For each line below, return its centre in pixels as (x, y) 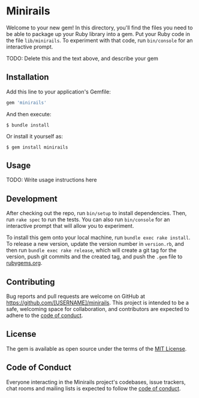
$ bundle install (28, 125)
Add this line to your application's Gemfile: (58, 92)
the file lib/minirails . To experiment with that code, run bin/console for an (99, 40)
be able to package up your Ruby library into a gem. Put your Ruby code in (98, 34)
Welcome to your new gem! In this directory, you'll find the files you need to (99, 28)
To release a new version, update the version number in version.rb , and (95, 244)
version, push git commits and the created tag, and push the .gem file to (94, 257)
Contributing (31, 282)
